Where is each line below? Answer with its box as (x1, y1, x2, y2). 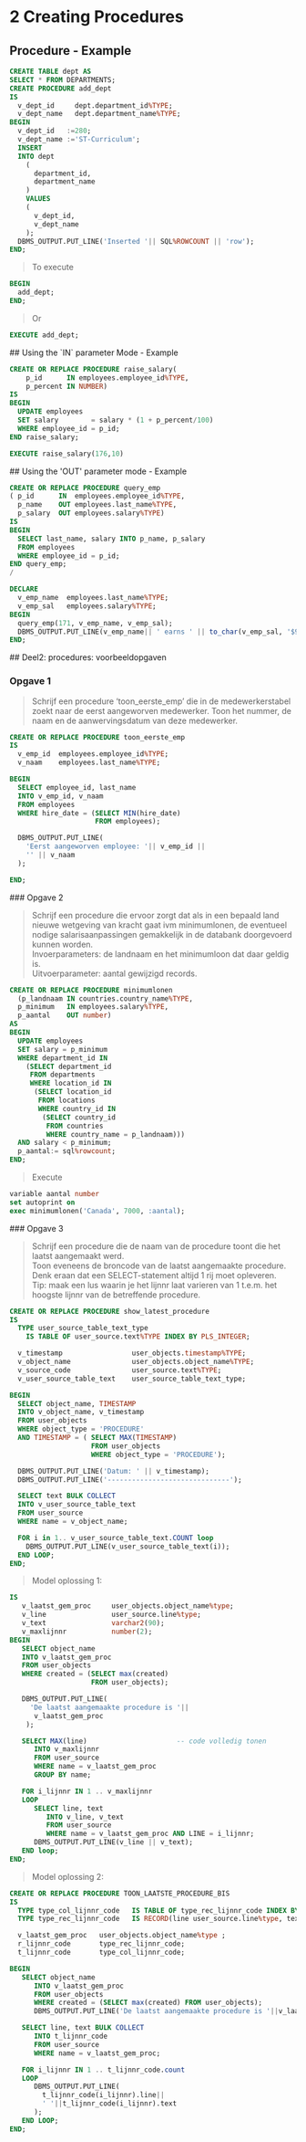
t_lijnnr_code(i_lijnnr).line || (42, 2091, 166, 2100)
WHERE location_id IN (29, 1079, 112, 1088)
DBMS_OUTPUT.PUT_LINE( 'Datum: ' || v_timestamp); (17, 1466, 209, 1475)
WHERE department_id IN (17, 1053, 107, 1063)
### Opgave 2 (9, 892, 64, 903)
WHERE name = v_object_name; (17, 1517, 128, 1527)
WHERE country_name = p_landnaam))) (46, 1129, 185, 1139)
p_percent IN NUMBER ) (25, 382, 107, 391)
